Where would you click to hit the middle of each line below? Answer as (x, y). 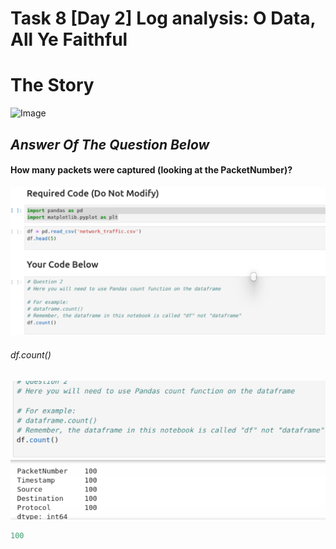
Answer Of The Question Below (110, 144)
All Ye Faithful (69, 39)
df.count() (31, 355)
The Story (52, 85)
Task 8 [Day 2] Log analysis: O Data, (163, 18)
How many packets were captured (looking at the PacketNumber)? (151, 170)
